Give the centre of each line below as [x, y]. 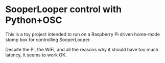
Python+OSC [34, 20]
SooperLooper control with [63, 9]
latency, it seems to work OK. [36, 55]
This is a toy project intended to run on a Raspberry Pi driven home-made [82, 34]
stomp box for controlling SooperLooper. [48, 40]
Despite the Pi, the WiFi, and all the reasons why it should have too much [82, 49]
